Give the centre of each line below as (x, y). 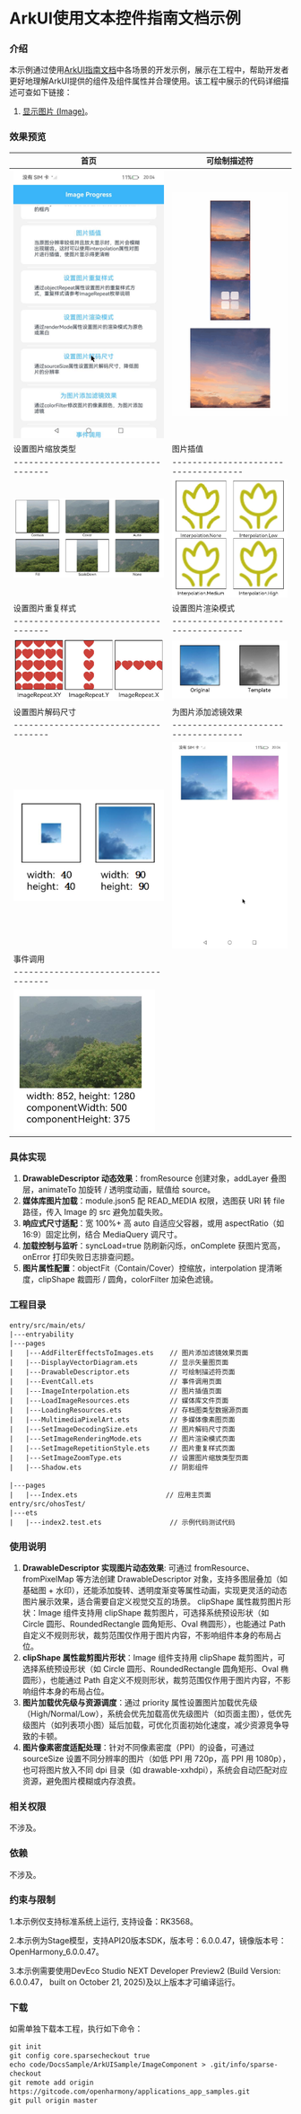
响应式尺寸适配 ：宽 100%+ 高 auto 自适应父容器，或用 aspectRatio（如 (153, 1223)
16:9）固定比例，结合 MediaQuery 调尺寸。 (102, 1235)
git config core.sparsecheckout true (80, 2056)
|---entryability (42, 1334)
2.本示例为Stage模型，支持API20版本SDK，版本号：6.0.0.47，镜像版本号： (148, 1940)
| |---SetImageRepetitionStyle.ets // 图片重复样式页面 (122, 1448)
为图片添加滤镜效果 (207, 711)
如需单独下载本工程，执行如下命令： (76, 2029)
